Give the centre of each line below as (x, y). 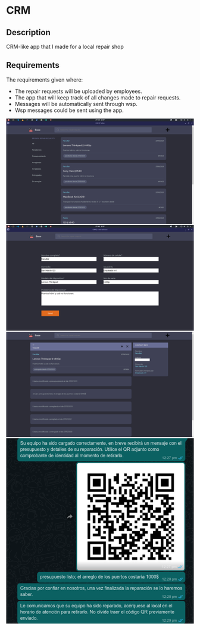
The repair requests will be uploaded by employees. (79, 91)
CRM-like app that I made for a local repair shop (65, 46)
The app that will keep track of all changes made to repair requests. (98, 97)
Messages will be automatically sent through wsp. (76, 104)
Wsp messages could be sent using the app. (69, 110)
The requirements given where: (45, 79)
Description (28, 32)
